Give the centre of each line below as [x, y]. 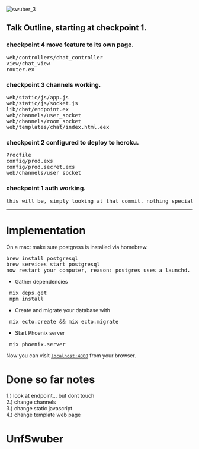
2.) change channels [31, 402]
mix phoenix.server [38, 344]
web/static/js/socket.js [42, 103]
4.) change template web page [44, 415]
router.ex [20, 69]
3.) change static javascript [39, 409]
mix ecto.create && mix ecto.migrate [64, 321]
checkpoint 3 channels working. [54, 84]
